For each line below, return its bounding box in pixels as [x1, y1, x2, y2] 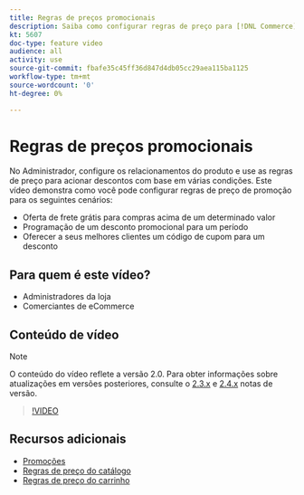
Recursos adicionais [9, 432, 127, 447]
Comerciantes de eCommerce [22, 300, 135, 312]
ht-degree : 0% [9, 89, 63, 98]
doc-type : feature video [9, 38, 103, 48]
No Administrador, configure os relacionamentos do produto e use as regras [9, 166, 293, 176]
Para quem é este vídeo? [9, 267, 151, 282]
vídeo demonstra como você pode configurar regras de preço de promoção [9, 185, 292, 195]
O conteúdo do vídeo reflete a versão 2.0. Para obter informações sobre [9, 368, 279, 380]
